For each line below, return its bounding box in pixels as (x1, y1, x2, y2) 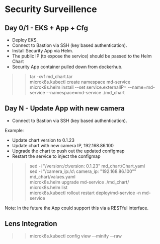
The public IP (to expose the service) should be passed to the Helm (12, 53, 152, 59)
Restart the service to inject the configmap (12, 153, 101, 159)
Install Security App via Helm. (12, 48, 73, 53)
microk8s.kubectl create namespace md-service (29, 79, 131, 85)
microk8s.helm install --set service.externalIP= (29, 84, 127, 90)
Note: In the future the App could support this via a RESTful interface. (5, 205, 149, 211)
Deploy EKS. (12, 37, 38, 43)
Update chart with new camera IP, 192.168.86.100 (12, 142, 114, 148)
